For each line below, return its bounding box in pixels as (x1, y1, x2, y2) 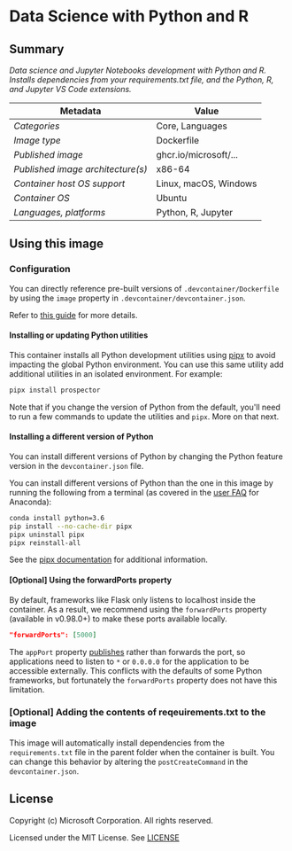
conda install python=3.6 (9, 513, 104, 522)
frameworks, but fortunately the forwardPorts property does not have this (9, 675, 278, 685)
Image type (13, 135, 62, 146)
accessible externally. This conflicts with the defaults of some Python (9, 665, 263, 675)
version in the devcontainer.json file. (9, 460, 144, 471)
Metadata (59, 105, 102, 117)
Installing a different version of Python (9, 432, 154, 442)
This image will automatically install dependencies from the (9, 738, 226, 748)
